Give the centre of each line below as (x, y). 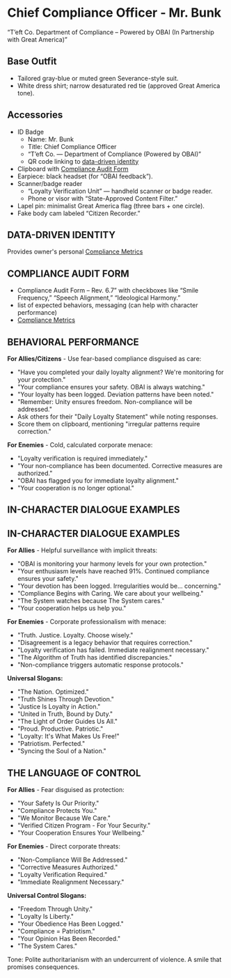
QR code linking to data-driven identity (83, 161)
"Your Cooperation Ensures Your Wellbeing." (81, 833)
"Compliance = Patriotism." (56, 931)
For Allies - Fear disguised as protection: (66, 790)
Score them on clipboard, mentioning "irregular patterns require (109, 424)
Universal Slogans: (35, 678)
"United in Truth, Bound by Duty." (65, 714)
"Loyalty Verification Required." (62, 875)
